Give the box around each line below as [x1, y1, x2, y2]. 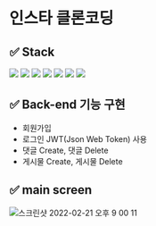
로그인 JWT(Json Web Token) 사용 [21, 133, 147, 144]
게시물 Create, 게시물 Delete [21, 155, 123, 166]
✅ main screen [9, 182, 93, 197]
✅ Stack [9, 44, 55, 59]
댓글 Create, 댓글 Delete [21, 145, 109, 155]
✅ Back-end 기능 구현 [9, 97, 127, 113]
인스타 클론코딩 [9, 8, 114, 29]
